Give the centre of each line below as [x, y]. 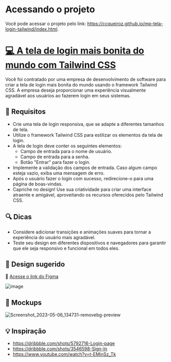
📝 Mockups [23, 302]
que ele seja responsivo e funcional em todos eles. [66, 248]
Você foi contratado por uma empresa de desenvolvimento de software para [86, 79]
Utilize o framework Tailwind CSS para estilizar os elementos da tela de [88, 135]
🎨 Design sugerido [35, 264]
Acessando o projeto [50, 9]
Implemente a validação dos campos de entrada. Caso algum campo [85, 167]
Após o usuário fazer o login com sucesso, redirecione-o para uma [83, 178]
